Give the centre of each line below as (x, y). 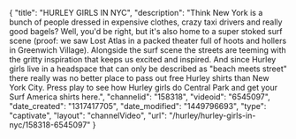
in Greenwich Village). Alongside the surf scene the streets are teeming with (148, 50)
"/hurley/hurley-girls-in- (213, 115)
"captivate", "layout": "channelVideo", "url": (88, 115)
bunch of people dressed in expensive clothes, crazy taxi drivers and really (146, 22)
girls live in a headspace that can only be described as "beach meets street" (148, 69)
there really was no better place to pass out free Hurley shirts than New (139, 78)
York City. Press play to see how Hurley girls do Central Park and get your (144, 88)
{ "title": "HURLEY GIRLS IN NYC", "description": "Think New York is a (136, 13)
